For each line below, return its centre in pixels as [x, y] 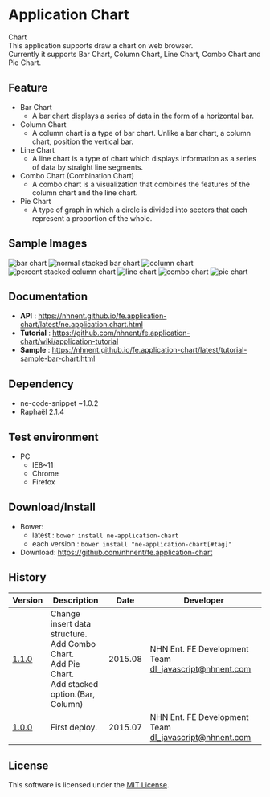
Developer [204, 600]
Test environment [53, 437]
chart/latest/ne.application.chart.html [81, 325]
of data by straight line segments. [87, 167]
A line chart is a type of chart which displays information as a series [144, 158]
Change [65, 614]
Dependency [41, 384]
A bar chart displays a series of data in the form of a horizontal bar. [143, 116]
